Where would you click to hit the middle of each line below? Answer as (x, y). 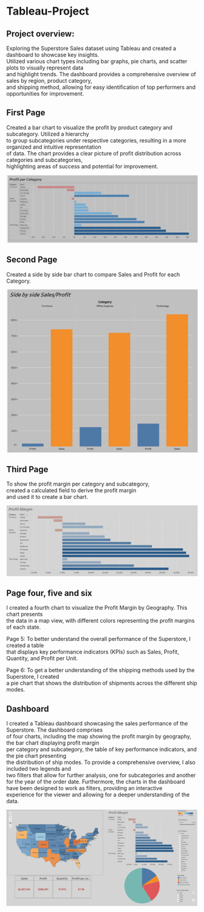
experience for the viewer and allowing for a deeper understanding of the (98, 795)
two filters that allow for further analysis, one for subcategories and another (101, 776)
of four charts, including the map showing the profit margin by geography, (99, 737)
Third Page (27, 469)
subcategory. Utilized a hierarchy (48, 134)
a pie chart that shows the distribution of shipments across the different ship (102, 683)
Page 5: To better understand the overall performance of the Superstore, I (99, 639)
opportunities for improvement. (45, 94)
